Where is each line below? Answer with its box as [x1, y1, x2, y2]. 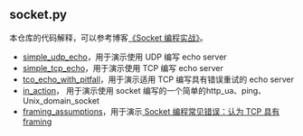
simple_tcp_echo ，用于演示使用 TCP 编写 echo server [22, 62, 224, 73]
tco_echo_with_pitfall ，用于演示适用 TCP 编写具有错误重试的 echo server [22, 74, 295, 85]
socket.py [9, 7, 68, 23]
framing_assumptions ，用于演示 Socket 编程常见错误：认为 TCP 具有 [22, 105, 280, 116]
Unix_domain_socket [22, 95, 99, 106]
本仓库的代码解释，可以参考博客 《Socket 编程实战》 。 [9, 32, 208, 43]
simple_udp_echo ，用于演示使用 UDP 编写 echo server [22, 51, 228, 62]
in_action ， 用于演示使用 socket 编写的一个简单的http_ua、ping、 [22, 85, 267, 95]
